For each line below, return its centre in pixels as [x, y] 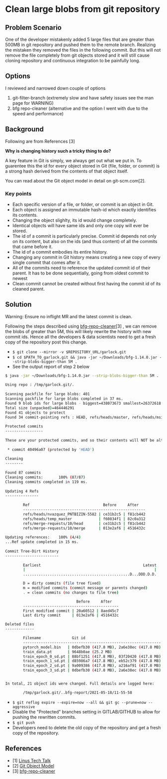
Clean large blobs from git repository [83, 9]
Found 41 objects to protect [35, 413]
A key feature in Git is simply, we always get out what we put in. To [73, 161]
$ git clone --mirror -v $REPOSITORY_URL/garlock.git [69, 352]
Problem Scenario [34, 28]
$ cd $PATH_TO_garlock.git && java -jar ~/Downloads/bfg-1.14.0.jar [85, 357]
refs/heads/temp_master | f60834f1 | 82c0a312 [84, 519]
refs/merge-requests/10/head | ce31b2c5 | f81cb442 [84, 523]
